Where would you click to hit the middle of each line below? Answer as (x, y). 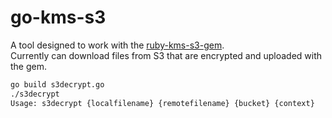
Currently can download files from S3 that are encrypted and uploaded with (166, 55)
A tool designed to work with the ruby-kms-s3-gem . (117, 45)
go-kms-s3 (58, 17)
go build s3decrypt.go (57, 84)
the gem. (29, 66)
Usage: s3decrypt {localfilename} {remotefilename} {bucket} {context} (162, 103)
